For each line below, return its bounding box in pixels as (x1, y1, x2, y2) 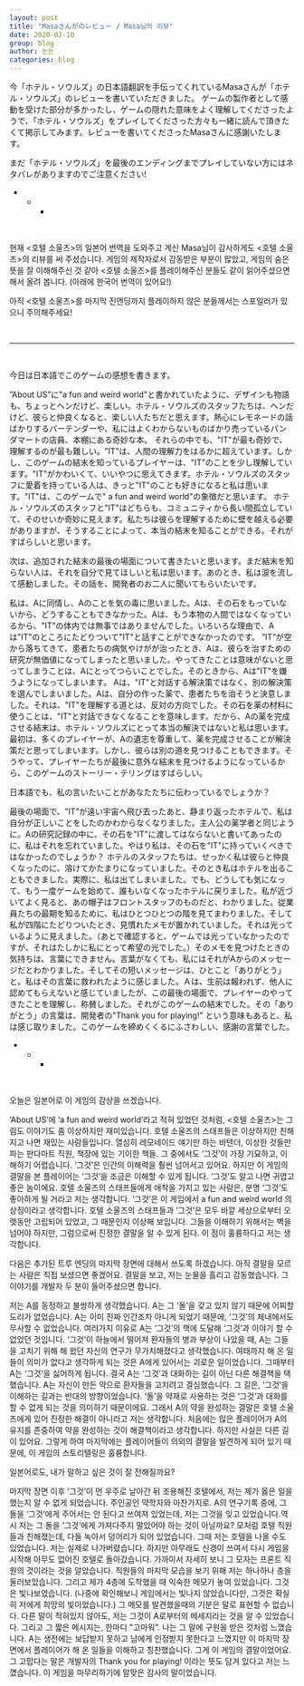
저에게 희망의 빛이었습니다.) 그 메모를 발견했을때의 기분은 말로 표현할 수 (18, 1599, 271, 1610)
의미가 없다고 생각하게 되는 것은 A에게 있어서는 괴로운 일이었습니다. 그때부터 (25, 1357, 295, 1367)
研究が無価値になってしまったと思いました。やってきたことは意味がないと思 (9, 654, 294, 664)
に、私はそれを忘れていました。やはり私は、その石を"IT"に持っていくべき (9, 840, 285, 850)
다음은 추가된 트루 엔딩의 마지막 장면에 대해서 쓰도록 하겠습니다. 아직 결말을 (9, 1258, 275, 1269)
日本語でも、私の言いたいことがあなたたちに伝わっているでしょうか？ (9, 787, 271, 798)
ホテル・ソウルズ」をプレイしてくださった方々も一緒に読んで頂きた (36, 115, 290, 126)
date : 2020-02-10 (9, 30, 75, 39)
